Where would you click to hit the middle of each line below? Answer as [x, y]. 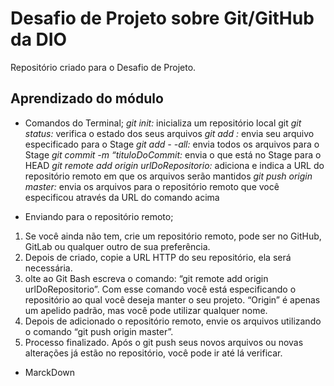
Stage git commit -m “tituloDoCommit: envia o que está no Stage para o [173, 154]
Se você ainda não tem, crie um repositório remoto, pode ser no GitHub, [173, 236]
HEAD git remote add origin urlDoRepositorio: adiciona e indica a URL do [174, 165]
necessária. [48, 268]
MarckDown [49, 372]
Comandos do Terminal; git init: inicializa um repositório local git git [163, 123]
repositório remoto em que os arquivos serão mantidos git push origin [168, 176]
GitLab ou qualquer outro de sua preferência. [117, 246]
